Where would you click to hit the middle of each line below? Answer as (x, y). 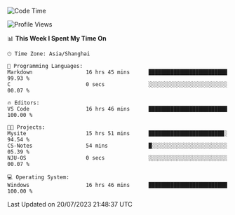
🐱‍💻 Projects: (26, 127)
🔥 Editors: (23, 103)
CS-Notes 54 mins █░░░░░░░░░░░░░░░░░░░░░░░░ (117, 146)
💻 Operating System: (39, 177)
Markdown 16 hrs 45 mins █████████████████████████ (117, 72)
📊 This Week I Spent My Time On (57, 38)
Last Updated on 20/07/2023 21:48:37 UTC (70, 204)
